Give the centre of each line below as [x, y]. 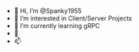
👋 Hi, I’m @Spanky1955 [48, 11]
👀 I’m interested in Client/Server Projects [73, 18]
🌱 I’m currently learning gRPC [57, 26]
